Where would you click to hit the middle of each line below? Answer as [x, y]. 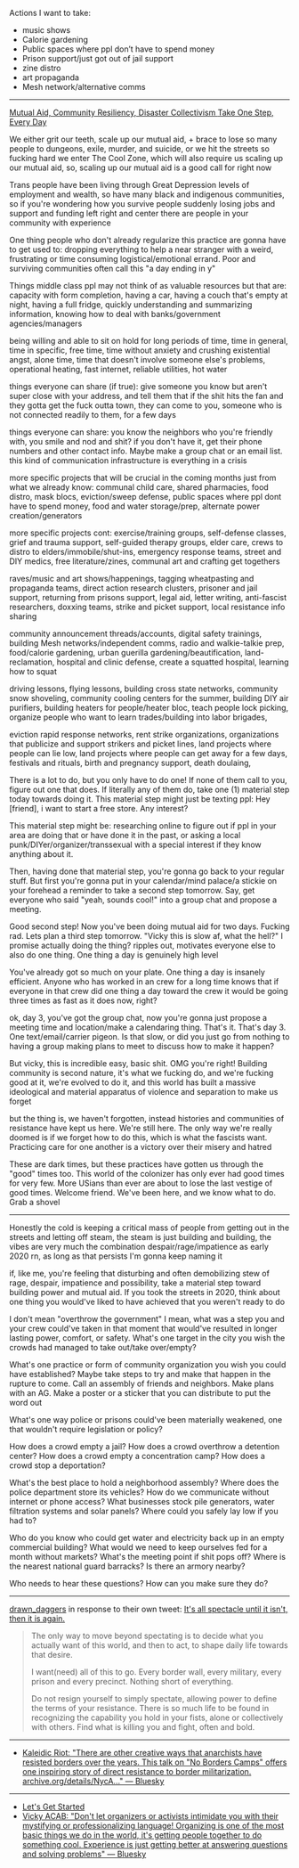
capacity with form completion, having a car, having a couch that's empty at [149, 295]
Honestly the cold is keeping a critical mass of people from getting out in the [149, 1228]
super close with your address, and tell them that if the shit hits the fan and [146, 396]
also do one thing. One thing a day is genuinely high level [114, 955]
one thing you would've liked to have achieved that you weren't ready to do [147, 1301]
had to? [23, 1521]
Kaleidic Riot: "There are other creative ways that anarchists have [142, 1753]
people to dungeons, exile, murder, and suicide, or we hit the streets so [139, 149]
